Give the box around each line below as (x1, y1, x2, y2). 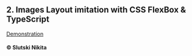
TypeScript (6, 14, 50, 25)
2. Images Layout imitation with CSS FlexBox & (6, 5, 187, 15)
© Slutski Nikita (6, 44, 47, 51)
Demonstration (6, 30, 44, 37)
